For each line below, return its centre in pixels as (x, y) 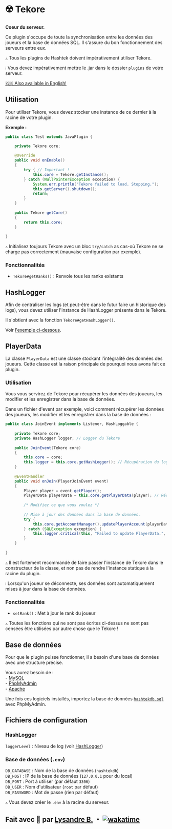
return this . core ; (43, 222)
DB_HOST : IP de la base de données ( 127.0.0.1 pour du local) (69, 776)
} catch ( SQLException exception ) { (63, 529)
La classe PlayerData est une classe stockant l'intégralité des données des (84, 358)
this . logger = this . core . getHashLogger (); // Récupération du (91, 462)
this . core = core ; (43, 457)
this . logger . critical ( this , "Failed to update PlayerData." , (99, 534)
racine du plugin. (23, 573)
